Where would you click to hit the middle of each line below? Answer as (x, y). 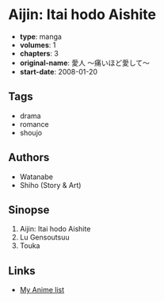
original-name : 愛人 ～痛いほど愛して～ (85, 63)
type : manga (40, 36)
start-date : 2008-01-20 (58, 71)
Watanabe (36, 177)
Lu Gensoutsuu (44, 237)
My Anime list (42, 290)
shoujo (31, 132)
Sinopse (29, 210)
